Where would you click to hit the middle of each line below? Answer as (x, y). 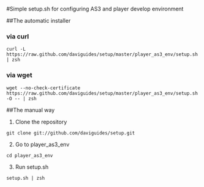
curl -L (16, 49)
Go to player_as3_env (42, 144)
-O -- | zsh (21, 98)
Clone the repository (41, 122)
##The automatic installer (38, 20)
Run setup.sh (32, 167)
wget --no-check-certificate (43, 88)
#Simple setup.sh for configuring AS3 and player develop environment (95, 9)
